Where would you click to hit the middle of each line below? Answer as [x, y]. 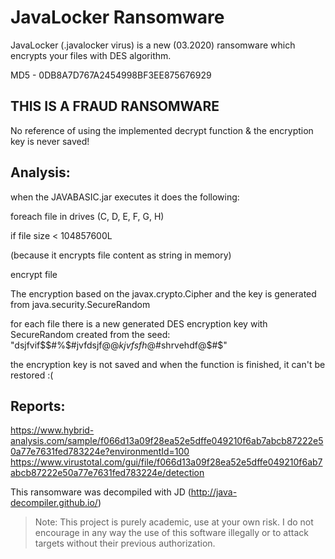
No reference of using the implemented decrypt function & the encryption [162, 130]
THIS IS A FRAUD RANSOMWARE [115, 106]
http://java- [214, 492]
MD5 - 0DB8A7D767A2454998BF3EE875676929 [111, 75]
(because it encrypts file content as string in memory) [121, 255]
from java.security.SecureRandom [80, 304]
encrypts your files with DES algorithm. [91, 55]
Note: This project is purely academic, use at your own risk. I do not [174, 522]
